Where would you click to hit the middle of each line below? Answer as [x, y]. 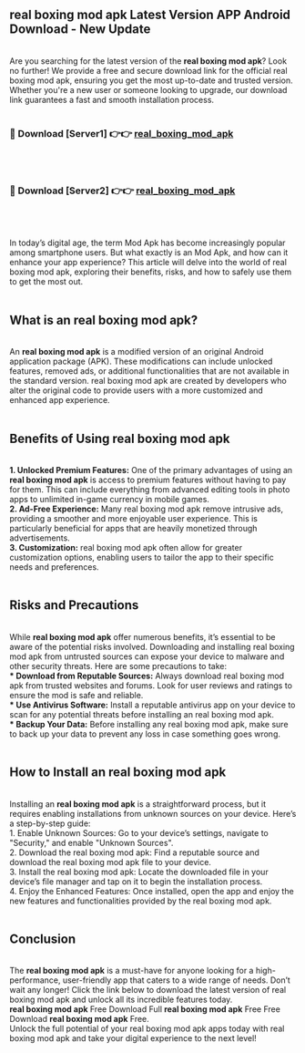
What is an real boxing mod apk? [104, 320]
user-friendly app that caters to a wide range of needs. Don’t [177, 980]
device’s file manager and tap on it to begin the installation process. [136, 881]
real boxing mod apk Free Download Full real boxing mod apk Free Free [145, 1009]
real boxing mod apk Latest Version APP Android [150, 15]
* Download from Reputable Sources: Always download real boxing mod [147, 676]
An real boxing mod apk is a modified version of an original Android [137, 352]
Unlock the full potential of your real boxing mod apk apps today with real [147, 1028]
